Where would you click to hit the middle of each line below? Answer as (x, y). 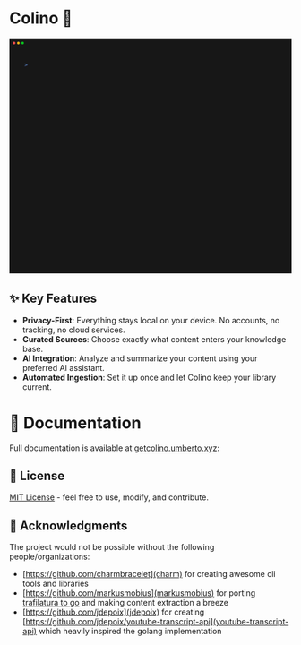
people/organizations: (50, 557)
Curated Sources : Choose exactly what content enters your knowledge (154, 339)
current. (37, 387)
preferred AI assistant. (63, 367)
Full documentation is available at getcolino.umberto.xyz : (114, 448)
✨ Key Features (53, 299)
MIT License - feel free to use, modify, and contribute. (109, 497)
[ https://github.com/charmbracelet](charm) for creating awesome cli (149, 574)
